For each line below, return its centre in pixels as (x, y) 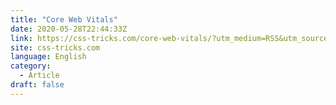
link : (21, 38)
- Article (39, 76)
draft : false (37, 85)
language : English (48, 57)
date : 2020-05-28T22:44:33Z (69, 29)
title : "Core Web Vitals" (64, 19)
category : (31, 66)
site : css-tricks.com (55, 47)
